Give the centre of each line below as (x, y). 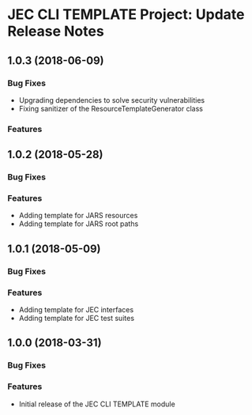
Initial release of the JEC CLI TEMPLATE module (97, 404)
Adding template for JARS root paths (79, 224)
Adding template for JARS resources (78, 216)
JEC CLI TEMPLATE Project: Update (126, 15)
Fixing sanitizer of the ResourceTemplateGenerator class (111, 108)
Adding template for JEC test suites (77, 319)
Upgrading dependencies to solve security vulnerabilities (112, 100)
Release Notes (56, 31)
